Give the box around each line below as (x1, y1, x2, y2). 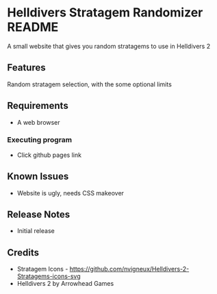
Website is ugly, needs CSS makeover (16, 188, 125, 197)
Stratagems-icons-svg (16, 272, 81, 280)
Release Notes (7, 209, 71, 221)
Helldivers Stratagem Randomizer (7, 5, 203, 21)
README (7, 19, 59, 35)
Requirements (7, 100, 68, 112)
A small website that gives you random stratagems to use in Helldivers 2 (7, 42, 211, 50)
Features (7, 62, 46, 73)
